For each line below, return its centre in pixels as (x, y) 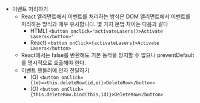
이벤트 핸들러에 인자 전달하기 (55, 70)
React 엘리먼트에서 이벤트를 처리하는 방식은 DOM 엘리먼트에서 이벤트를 (106, 16)
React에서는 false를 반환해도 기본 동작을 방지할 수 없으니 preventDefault (108, 55)
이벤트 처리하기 (30, 9)
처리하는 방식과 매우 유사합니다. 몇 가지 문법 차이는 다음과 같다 (95, 24)
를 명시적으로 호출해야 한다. (53, 63)
